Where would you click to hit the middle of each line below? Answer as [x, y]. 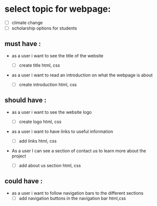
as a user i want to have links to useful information [62, 131]
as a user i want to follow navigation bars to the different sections [78, 193]
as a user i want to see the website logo [52, 112]
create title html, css [39, 65]
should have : [26, 100]
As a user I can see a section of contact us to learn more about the [79, 151]
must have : [23, 44]
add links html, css [38, 141]
